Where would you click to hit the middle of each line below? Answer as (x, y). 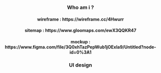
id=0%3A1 (80, 52)
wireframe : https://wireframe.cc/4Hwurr (80, 19)
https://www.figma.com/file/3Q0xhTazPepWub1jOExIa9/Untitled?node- (80, 47)
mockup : (80, 41)
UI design (80, 65)
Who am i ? (80, 7)
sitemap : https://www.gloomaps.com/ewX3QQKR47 (80, 31)
